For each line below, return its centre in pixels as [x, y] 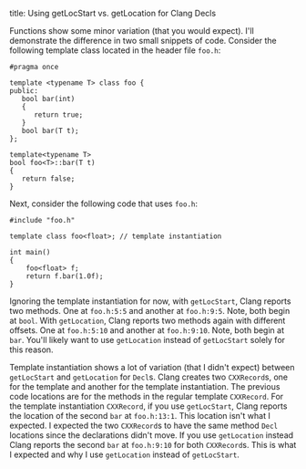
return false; [48, 179]
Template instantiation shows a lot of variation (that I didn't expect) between [152, 367]
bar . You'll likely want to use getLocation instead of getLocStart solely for [147, 340]
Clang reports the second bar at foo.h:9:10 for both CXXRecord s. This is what [153, 445]
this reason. [31, 349]
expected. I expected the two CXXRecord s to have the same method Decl [144, 425]
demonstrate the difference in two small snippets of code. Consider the [143, 41]
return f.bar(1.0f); [65, 276]
